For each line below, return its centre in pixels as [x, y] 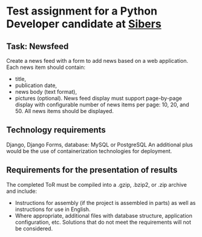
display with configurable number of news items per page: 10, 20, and [102, 105]
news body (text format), [46, 92]
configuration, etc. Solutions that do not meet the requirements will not [103, 222]
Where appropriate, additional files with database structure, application [103, 215]
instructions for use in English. [53, 209]
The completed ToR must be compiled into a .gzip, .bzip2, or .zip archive [97, 184]
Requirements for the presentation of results [92, 170]
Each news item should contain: [46, 67]
